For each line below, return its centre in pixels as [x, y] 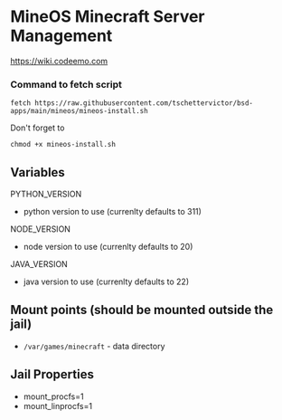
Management [61, 36]
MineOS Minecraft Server [108, 17]
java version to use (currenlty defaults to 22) [106, 282]
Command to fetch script [66, 84]
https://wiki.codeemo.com [59, 61]
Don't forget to [38, 128]
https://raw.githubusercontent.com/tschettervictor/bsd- [144, 103]
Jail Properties [52, 374]
